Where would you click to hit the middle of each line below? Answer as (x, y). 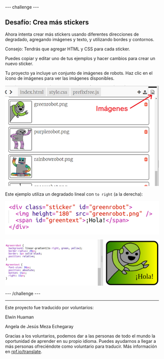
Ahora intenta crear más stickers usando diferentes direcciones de (72, 34)
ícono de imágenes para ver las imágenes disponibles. (60, 78)
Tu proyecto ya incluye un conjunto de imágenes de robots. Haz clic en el (79, 73)
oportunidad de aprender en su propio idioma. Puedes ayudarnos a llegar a (81, 341)
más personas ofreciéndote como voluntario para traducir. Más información (81, 346)
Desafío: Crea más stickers (47, 22)
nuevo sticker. (19, 64)
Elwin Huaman (20, 317)
